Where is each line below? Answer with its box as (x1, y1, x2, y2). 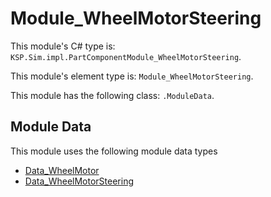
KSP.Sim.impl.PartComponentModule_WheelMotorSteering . (10, 50, 242, 62)
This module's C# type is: (10, 40, 116, 52)
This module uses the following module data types (10, 145, 218, 157)
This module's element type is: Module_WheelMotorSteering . (10, 70, 254, 82)
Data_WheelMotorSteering (24, 175, 134, 187)
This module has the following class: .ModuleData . (10, 89, 215, 101)
